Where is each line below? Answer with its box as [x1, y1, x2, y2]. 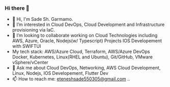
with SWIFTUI [12, 43, 41, 49]
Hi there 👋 [5, 5, 30, 12]
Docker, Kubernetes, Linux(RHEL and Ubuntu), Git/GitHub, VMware [12, 54, 153, 60]
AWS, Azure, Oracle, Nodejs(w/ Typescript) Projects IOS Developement [12, 38, 162, 44]
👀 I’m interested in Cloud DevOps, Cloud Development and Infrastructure [12, 21, 165, 27]
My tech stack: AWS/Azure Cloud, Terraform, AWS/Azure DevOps [12, 48, 150, 55]
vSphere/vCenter [12, 60, 49, 66]
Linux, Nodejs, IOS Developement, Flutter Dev [12, 70, 108, 76]
